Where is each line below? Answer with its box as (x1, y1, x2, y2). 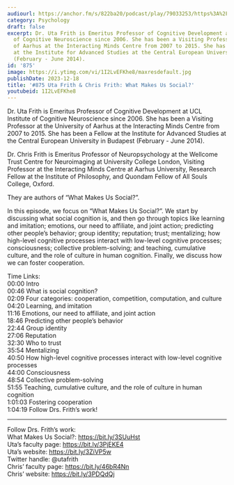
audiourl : (7, 10, 36, 17)
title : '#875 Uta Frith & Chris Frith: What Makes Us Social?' (7, 82, 195, 88)
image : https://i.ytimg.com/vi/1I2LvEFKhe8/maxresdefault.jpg (7, 68, 192, 75)
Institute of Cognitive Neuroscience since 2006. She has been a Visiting (7, 114, 214, 123)
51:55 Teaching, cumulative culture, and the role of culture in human (7, 383, 203, 392)
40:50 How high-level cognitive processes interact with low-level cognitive (7, 353, 222, 362)
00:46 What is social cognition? (7, 287, 98, 295)
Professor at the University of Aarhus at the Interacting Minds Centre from (7, 122, 220, 130)
